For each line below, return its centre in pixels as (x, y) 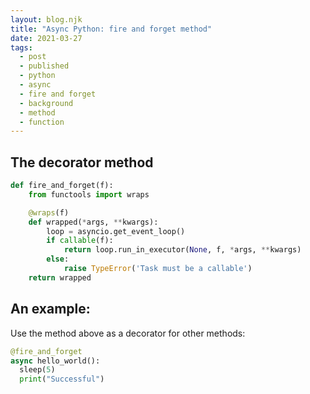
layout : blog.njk (46, 19)
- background (46, 103)
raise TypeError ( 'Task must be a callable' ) (158, 269)
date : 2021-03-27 (46, 38)
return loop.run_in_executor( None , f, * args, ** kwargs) (182, 250)
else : (58, 259)
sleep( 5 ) (37, 370)
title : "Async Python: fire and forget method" (111, 29)
